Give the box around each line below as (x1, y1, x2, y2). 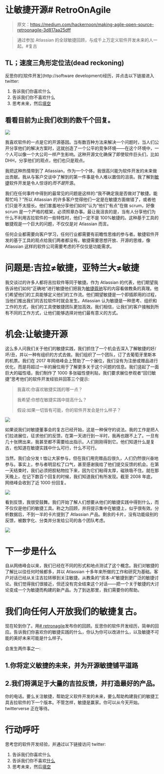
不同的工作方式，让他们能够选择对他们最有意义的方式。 (9, 310, 121, 316)
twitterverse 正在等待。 (5, 705, 52, 711)
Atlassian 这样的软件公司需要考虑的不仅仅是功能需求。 (5, 243, 115, 249)
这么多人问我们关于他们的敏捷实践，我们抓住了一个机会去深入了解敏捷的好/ (5, 346, 157, 352)
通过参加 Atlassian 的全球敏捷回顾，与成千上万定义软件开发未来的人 (17, 37, 154, 43)
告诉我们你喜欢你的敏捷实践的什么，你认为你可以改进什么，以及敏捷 (13, 629, 150, 635)
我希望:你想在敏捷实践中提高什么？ (17, 397, 87, 403)
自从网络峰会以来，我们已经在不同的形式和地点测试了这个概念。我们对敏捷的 (5, 563, 159, 569)
